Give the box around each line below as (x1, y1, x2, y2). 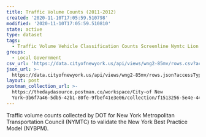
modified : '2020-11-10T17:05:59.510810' (6, 20, 112, 26)
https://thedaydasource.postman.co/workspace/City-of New (12, 89, 164, 95)
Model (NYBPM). (6, 124, 49, 132)
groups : (6, 49, 26, 55)
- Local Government (12, 55, 62, 61)
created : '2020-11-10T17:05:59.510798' (6, 15, 109, 21)
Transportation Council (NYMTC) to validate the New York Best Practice (6, 118, 188, 125)
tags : (6, 37, 20, 44)
